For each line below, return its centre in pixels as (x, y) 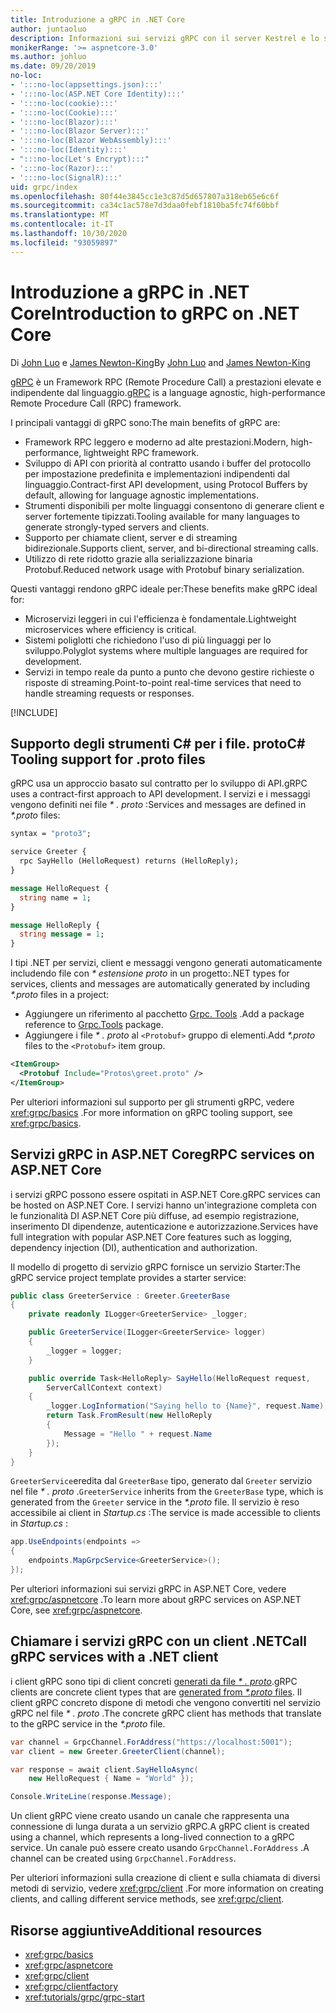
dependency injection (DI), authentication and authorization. (134, 1247)
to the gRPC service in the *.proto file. (88, 1723)
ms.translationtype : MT (60, 215)
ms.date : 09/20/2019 (53, 66)
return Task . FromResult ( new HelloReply (129, 1416)
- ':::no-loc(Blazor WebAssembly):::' (91, 141)
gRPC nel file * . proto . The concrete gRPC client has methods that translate (166, 1713)
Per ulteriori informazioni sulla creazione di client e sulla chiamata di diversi (165, 1878)
